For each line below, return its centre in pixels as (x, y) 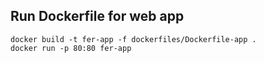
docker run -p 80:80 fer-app (71, 48)
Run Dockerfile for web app (97, 16)
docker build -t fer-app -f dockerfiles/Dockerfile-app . (133, 39)
